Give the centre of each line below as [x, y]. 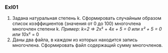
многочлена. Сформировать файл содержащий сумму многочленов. [87, 45]
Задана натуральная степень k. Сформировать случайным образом [87, 18]
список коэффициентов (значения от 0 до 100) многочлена [77, 23]
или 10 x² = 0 [26, 35]
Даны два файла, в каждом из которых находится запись [75, 40]
